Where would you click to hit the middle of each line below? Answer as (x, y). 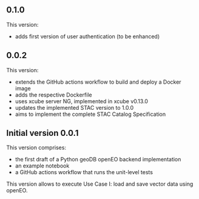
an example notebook (42, 166)
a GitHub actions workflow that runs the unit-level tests (84, 172)
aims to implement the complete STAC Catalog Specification (90, 114)
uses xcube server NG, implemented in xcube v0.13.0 (82, 101)
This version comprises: (36, 147)
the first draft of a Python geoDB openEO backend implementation (98, 160)
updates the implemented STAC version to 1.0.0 (74, 107)
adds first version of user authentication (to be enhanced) (87, 36)
